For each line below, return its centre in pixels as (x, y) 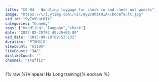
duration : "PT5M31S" (27, 42)
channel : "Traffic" (25, 60)
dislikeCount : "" (23, 56)
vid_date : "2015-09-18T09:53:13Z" (41, 38)
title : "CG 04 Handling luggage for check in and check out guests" (80, 10)
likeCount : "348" (23, 51)
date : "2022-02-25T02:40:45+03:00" (42, 33)
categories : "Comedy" (28, 23)
